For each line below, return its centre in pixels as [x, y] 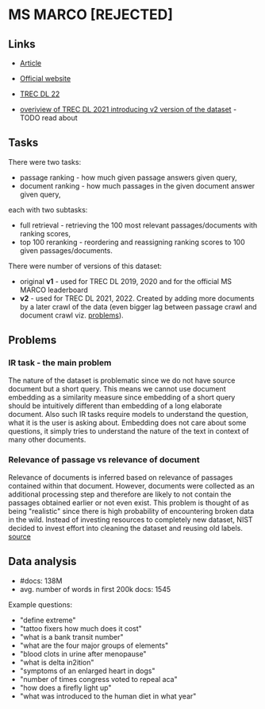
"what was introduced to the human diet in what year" [108, 696]
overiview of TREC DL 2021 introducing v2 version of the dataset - [128, 109]
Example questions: [40, 604]
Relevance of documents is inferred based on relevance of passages [121, 477]
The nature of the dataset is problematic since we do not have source [122, 380]
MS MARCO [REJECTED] [90, 15]
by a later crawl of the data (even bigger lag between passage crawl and [138, 306]
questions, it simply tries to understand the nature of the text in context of [129, 430]
